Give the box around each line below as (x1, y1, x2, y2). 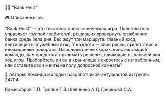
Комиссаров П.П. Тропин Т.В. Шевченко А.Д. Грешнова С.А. (5, 86, 132, 92)
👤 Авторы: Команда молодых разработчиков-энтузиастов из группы (5, 72, 150, 77)
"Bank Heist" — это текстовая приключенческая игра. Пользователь (5, 26, 149, 31)
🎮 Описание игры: (5, 15, 45, 20)
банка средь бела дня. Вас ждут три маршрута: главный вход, (5, 36, 137, 42)
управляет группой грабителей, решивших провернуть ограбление (5, 31, 148, 37)
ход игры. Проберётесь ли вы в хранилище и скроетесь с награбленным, (5, 57, 161, 63)
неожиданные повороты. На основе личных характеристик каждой (5, 47, 148, 52)
